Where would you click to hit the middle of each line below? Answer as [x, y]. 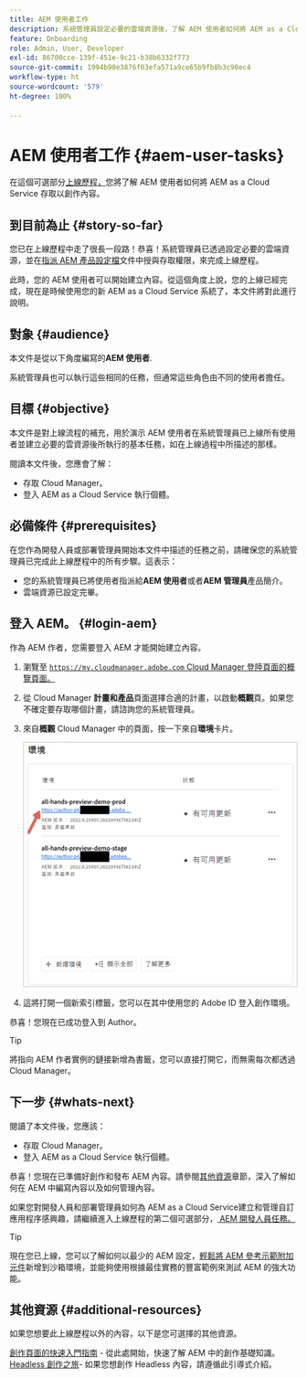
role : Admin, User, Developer [67, 48]
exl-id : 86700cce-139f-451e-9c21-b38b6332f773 [100, 58]
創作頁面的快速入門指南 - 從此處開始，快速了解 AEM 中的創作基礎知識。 [145, 1353]
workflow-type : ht [44, 78]
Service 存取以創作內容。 [57, 194]
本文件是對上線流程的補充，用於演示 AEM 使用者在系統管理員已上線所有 [145, 432]
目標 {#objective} [60, 409]
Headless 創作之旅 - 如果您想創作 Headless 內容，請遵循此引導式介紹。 [143, 1364]
